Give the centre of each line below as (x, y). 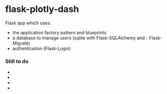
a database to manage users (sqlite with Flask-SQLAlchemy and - (80, 38)
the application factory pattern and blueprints (59, 32)
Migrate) (21, 43)
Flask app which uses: (28, 23)
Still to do (17, 61)
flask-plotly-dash (42, 9)
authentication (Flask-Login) (42, 48)
